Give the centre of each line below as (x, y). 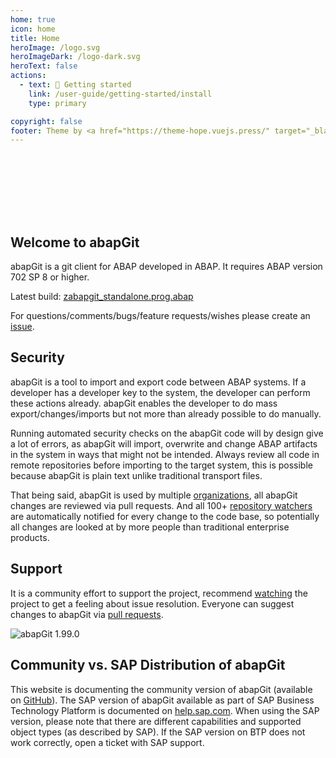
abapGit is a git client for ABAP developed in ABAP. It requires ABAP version (166, 267)
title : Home (35, 38)
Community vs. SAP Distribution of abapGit (148, 665)
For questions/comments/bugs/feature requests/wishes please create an (160, 316)
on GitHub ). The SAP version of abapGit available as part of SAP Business (162, 700)
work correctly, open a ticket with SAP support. (107, 742)
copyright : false (46, 121)
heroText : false (44, 66)
